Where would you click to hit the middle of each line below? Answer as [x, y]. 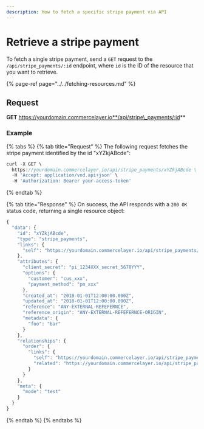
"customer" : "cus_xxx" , [58, 278]
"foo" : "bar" [45, 324]
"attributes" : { [38, 262]
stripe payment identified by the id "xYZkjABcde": [68, 153]
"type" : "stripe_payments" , [53, 239]
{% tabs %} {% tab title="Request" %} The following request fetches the [97, 146]
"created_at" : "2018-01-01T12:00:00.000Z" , [78, 296]
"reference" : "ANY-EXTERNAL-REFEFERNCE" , [76, 307]
